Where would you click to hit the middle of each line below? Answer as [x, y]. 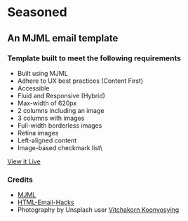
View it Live [24, 161]
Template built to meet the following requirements [94, 58]
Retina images [38, 133]
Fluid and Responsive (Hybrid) [61, 95]
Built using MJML [42, 73]
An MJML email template [63, 38]
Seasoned [38, 12]
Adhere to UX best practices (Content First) [80, 81]
